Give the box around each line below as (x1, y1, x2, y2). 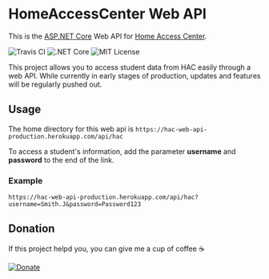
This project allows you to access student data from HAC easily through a (8, 62, 251, 72)
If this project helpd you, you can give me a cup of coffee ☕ (8, 244, 206, 253)
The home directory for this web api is (8, 123, 134, 133)
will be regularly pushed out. (8, 79, 102, 89)
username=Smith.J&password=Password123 (8, 200, 142, 208)
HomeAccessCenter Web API (8, 5, 207, 23)
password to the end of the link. (8, 155, 114, 164)
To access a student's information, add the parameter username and (8, 146, 236, 156)
